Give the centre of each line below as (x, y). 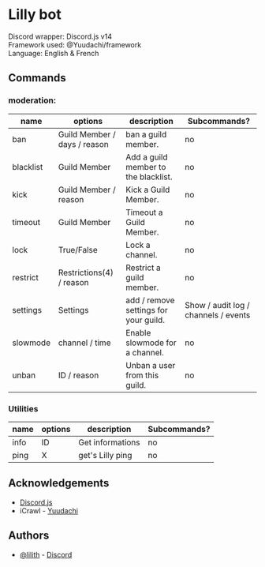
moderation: (32, 100)
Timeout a (144, 212)
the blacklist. (149, 177)
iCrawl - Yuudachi (49, 510)
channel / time (84, 343)
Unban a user (151, 365)
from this (142, 375)
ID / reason (78, 375)
